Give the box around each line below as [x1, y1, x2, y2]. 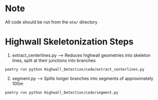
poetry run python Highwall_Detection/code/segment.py [5, 90, 119, 95]
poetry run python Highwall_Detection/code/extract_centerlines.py [5, 67, 145, 72]
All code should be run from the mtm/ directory [5, 19, 98, 25]
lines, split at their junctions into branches [12, 57, 96, 63]
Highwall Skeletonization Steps [5, 36, 134, 47]
